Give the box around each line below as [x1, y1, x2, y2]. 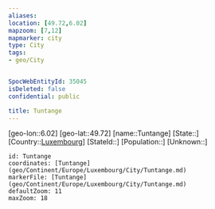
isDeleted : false [8, 85, 66, 93]
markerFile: [8, 173, 48, 182]
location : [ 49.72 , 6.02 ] [8, 19, 88, 27]
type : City [8, 41, 45, 49]
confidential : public [8, 93, 80, 101]
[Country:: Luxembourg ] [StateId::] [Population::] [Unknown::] [8, 137, 208, 147]
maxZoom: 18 [8, 195, 48, 203]
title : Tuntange [8, 107, 62, 115]
